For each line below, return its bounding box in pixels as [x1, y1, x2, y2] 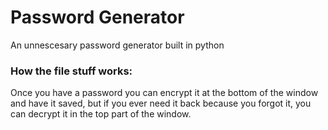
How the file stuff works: [10, 64, 133, 78]
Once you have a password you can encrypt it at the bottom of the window [10, 87, 319, 99]
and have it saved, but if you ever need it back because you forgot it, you [10, 97, 312, 110]
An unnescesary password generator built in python [10, 39, 225, 51]
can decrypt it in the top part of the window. [10, 108, 192, 120]
